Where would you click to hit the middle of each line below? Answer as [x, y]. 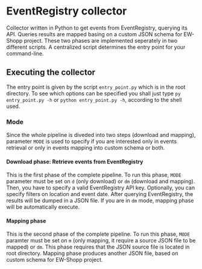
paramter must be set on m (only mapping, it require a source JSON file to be [101, 241]
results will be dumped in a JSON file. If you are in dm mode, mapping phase [100, 201]
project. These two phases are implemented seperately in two [101, 40]
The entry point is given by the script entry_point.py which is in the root [96, 87]
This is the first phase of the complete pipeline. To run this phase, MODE [94, 175]
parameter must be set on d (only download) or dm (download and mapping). [101, 182]
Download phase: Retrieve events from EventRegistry [75, 162]
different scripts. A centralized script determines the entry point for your [96, 47]
